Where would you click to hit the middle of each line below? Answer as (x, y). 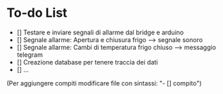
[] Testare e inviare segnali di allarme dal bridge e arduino (100, 32)
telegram (30, 55)
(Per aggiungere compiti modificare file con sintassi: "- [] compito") (104, 83)
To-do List (37, 13)
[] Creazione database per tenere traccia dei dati (87, 62)
